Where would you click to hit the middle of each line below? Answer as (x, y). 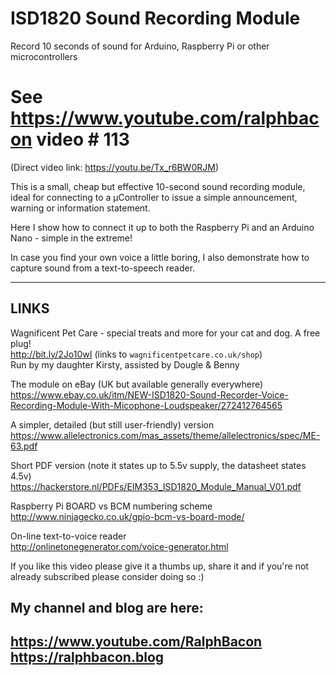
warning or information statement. (80, 208)
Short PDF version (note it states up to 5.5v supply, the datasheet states (158, 465)
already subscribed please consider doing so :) (107, 576)
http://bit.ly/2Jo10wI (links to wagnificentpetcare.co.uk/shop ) (136, 354)
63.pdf (24, 446)
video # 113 (83, 139)
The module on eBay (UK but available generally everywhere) (137, 384)
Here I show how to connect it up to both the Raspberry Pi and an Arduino (162, 227)
